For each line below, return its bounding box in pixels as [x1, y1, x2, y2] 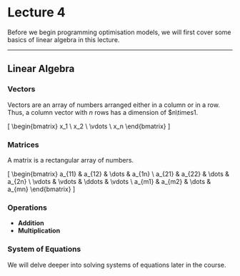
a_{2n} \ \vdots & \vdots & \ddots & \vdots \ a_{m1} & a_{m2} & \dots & [7, 177, 211, 185]
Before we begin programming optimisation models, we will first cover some [7, 28, 231, 36]
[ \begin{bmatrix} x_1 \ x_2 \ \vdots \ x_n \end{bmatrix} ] [7, 122, 171, 131]
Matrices [7, 140, 39, 150]
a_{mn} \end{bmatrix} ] [7, 185, 76, 193]
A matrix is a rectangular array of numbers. [7, 155, 134, 164]
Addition [17, 219, 44, 228]
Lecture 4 [7, 4, 66, 21]
